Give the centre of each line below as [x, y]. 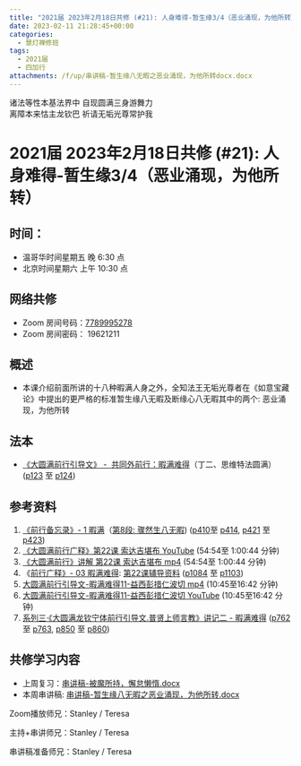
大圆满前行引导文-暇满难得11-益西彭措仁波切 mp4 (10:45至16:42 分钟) [150, 584]
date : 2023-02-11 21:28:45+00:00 [72, 26]
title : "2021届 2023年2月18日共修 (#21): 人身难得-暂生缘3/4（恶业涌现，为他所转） [154, 17]
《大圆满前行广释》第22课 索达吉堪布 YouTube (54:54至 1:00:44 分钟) [151, 551]
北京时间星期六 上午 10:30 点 [75, 268]
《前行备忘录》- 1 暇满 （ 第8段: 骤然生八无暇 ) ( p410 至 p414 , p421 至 [146, 530]
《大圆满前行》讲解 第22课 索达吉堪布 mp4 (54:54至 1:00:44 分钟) [144, 562]
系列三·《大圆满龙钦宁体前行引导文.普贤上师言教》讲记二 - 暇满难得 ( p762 [156, 618]
